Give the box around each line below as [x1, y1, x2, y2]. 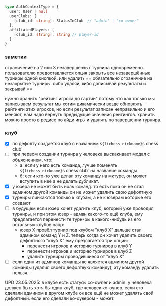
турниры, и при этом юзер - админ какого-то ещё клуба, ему [12, 211, 143, 217]
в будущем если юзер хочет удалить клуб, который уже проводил [12, 205, 154, 211]
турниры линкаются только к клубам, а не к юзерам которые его [12, 194, 152, 200]
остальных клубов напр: [12, 221, 65, 227]
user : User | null [9, 9, 48, 14]
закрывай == [5, 86, 33, 92]
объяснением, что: [12, 157, 53, 163]
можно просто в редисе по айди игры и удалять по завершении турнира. [5, 117, 162, 123]
